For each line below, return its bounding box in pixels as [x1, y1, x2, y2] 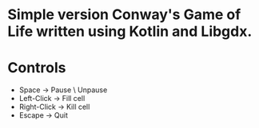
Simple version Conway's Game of [7, 6, 241, 24]
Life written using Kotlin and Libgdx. [7, 22, 253, 41]
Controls [7, 59, 66, 77]
